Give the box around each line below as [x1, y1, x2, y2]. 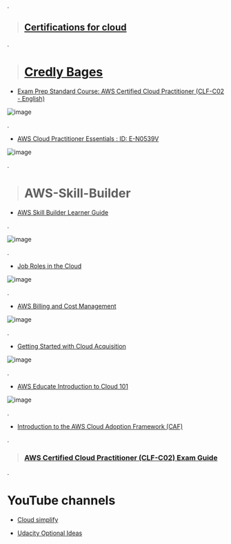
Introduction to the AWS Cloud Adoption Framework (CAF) [17, 422, 183, 430]
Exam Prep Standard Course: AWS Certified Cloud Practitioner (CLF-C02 [17, 87, 225, 95]
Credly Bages [23, 64, 103, 79]
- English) [17, 94, 46, 102]
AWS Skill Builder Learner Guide [17, 208, 109, 216]
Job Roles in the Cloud [17, 262, 82, 270]
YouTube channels [7, 493, 116, 509]
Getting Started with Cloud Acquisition [17, 342, 126, 350]
